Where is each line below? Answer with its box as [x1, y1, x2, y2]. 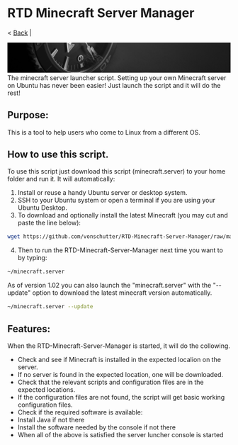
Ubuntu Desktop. [17, 203, 67, 212]
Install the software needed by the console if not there [17, 423, 176, 432]
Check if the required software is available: [17, 407, 143, 416]
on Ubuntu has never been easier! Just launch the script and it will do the [7, 81, 221, 89]
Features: [7, 322, 51, 334]
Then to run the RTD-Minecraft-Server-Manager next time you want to [17, 246, 223, 254]
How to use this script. [7, 149, 109, 161]
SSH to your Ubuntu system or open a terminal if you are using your [17, 196, 216, 205]
